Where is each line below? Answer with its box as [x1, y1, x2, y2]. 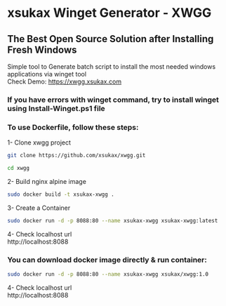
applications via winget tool [7, 70, 86, 78]
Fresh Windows [7, 44, 77, 55]
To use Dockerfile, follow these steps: [7, 122, 139, 132]
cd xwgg [7, 165, 30, 172]
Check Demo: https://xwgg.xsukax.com [7, 77, 121, 86]
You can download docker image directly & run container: [7, 255, 207, 265]
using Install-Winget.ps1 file [7, 103, 105, 113]
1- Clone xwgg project [7, 138, 72, 147]
